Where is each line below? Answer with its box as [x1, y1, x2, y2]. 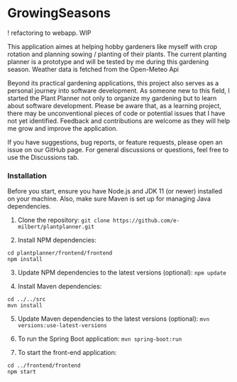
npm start [7, 368, 37, 376]
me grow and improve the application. [7, 124, 118, 132]
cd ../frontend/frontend [7, 362, 81, 369]
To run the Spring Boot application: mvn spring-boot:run [17, 334, 182, 343]
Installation [7, 171, 48, 181]
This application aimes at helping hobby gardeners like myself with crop [7, 42, 218, 51]
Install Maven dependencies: [17, 282, 102, 291]
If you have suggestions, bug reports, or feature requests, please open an [7, 137, 223, 147]
